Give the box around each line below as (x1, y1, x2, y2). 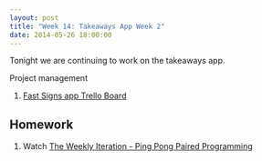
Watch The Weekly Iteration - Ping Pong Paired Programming (22, 141, 253, 152)
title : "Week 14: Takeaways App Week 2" (9, 22, 166, 31)
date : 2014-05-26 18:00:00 (9, 30, 112, 39)
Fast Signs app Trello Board (22, 90, 127, 101)
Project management (9, 73, 89, 84)
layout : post (9, 13, 59, 23)
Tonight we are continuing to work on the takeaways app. (9, 55, 225, 66)
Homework (9, 116, 74, 132)
